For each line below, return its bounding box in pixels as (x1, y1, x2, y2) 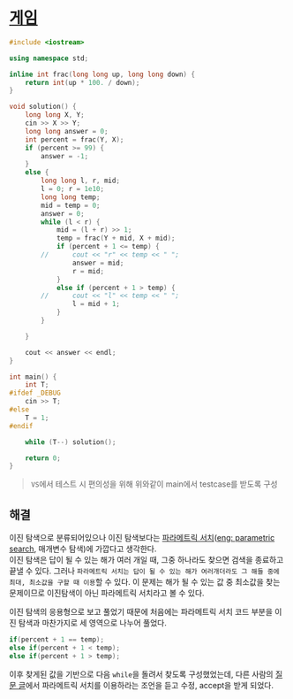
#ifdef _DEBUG (9, 388, 62, 398)
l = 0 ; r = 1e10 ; (41, 185, 104, 194)
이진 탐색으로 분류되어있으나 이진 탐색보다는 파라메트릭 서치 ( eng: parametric (9, 533, 275, 543)
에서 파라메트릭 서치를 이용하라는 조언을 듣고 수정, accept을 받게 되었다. (25, 680, 274, 690)
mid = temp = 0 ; (41, 201, 101, 210)
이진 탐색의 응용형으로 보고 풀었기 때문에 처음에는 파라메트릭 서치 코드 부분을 (9, 607, 274, 618)
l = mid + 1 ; (71, 300, 121, 309)
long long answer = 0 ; (25, 127, 109, 135)
